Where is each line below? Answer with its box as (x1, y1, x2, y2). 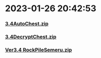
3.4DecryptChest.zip (5, 34, 57, 40)
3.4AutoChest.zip (5, 20, 49, 27)
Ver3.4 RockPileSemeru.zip (5, 46, 72, 53)
